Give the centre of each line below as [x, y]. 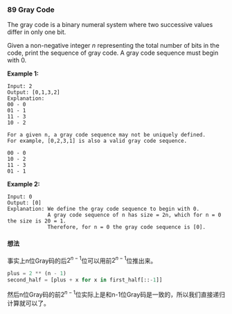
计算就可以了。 [28, 303]
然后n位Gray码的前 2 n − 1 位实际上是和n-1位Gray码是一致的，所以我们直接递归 [116, 294]
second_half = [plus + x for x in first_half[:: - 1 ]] [85, 280]
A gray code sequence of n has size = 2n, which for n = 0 [134, 215]
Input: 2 [20, 87]
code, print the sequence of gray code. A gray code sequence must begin [113, 53]
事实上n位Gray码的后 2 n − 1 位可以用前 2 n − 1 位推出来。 [82, 260]
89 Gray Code [31, 10]
